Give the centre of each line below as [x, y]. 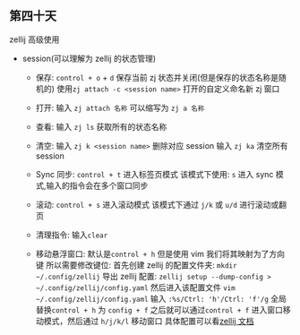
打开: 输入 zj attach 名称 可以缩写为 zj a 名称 [120, 107]
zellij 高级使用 [34, 39]
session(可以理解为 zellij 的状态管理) [89, 58]
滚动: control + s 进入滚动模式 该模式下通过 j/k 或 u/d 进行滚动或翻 [161, 204]
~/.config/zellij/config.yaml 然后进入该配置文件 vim [135, 287]
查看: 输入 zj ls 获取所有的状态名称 [101, 126]
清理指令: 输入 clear [72, 235]
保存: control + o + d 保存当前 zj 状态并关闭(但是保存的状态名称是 [157, 77]
